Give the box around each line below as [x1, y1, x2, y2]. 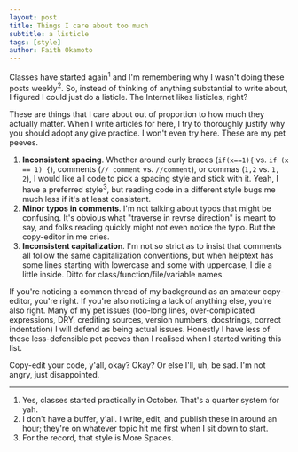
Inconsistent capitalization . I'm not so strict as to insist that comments [21, 241, 282, 252]
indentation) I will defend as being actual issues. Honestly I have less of [9, 324, 271, 335]
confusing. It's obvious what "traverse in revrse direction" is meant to [21, 213, 277, 223]
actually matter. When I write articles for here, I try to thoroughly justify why [9, 119, 286, 129]
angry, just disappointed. [9, 370, 100, 380]
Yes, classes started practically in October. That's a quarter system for [21, 395, 280, 406]
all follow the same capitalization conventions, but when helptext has [21, 250, 274, 261]
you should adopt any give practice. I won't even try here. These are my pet [9, 128, 286, 138]
